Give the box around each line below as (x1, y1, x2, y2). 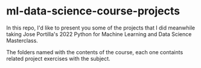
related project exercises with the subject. (6, 55, 110, 62)
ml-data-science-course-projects (6, 4, 180, 18)
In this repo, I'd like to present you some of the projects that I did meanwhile (6, 24, 196, 31)
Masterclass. (6, 37, 38, 44)
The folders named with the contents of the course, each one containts (6, 48, 183, 55)
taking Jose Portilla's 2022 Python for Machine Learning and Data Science (6, 30, 192, 37)
